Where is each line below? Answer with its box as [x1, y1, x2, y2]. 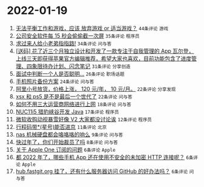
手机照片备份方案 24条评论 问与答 [15, 77, 95, 85]
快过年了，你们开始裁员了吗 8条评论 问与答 [15, 138, 118, 146]
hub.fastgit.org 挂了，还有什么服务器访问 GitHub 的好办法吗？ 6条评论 [15, 168, 188, 175]
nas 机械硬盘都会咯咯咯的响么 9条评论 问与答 [15, 131, 123, 138]
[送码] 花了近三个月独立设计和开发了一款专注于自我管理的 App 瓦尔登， [15, 47, 194, 55]
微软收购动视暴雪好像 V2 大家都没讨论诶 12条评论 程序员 [15, 115, 152, 123]
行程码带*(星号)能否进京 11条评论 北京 [15, 123, 107, 131]
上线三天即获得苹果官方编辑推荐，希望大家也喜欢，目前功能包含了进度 [15, 55, 192, 62]
